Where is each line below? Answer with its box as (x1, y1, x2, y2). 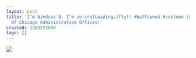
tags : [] (6, 30, 27, 36)
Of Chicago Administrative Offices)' (11, 19, 103, 25)
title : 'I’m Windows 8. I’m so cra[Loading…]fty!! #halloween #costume (6, 14, 184, 20)
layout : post (6, 8, 38, 14)
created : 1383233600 (6, 24, 57, 31)
